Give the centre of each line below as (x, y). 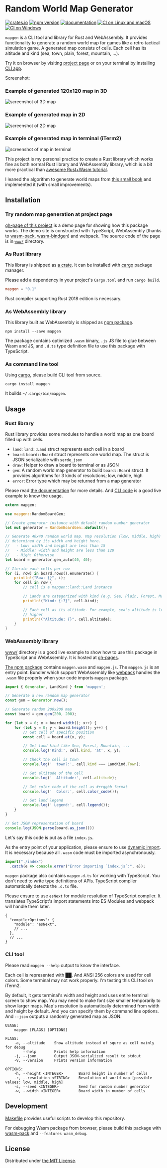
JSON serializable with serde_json (47, 460)
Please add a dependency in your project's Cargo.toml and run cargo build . (83, 280)
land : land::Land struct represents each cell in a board (68, 449)
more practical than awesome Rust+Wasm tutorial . (57, 169)
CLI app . (14, 68)
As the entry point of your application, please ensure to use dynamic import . (83, 847)
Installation (23, 200)
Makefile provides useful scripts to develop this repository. (65, 1118)
